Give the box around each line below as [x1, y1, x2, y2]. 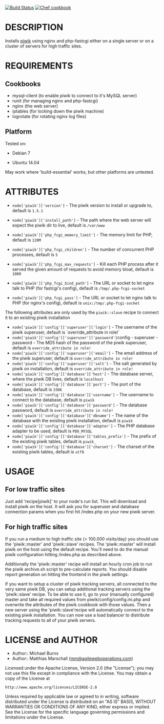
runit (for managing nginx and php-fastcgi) [12, 98, 99, 104]
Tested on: [5, 140, 27, 146]
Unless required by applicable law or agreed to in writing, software [5, 694, 139, 700]
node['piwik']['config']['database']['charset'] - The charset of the [12, 443, 155, 450]
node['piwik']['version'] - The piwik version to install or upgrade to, [12, 202, 153, 208]
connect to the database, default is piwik [12, 397, 95, 403]
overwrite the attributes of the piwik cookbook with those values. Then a [5, 602, 151, 608]
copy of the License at [5, 676, 50, 681]
